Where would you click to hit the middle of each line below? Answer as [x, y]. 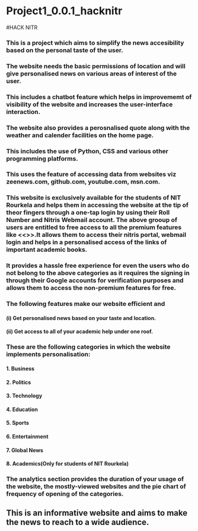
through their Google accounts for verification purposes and [95, 280]
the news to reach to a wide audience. [78, 522]
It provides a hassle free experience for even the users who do [98, 265]
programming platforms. [42, 159]
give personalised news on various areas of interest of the [91, 74]
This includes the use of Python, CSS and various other [87, 151]
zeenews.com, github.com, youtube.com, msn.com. [83, 182]
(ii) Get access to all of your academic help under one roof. [80, 331]
